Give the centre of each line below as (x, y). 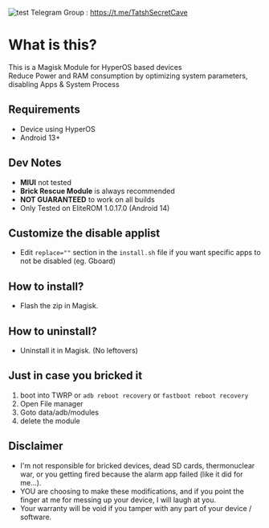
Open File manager (51, 403)
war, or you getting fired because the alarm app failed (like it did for (131, 474)
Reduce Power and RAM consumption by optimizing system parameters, (128, 76)
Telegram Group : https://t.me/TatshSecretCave (109, 12)
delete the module (50, 421)
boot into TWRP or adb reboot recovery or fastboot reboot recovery (134, 395)
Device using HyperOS (58, 129)
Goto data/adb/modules (59, 412)
